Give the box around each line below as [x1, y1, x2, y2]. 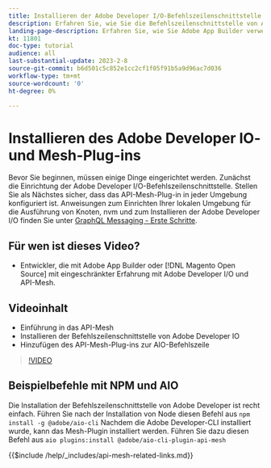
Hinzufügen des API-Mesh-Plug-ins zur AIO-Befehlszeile [19, 339, 210, 349]
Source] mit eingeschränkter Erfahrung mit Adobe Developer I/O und [19, 269, 248, 279]
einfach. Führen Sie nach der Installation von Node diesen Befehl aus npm [8, 409, 251, 419]
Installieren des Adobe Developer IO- [8, 129, 261, 147]
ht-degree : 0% [8, 86, 56, 95]
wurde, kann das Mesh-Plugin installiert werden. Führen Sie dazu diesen [8, 426, 249, 436]
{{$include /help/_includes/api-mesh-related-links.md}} [8, 450, 194, 460]
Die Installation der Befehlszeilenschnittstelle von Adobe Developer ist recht [8, 400, 261, 410]
